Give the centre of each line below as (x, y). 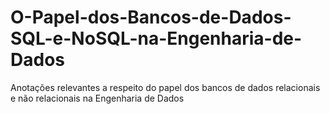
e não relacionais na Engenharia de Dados (97, 98)
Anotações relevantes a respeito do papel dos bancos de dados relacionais (165, 87)
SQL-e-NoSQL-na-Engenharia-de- (156, 38)
